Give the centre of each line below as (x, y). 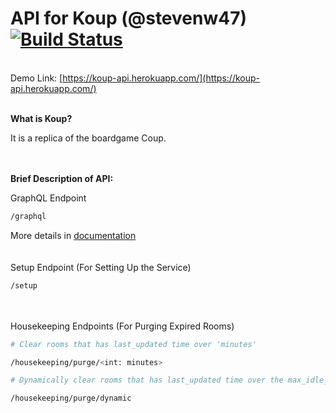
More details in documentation (73, 235)
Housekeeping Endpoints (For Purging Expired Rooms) (122, 326)
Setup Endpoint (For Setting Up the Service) (101, 267)
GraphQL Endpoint (48, 198)
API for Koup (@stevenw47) (129, 18)
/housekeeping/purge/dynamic (71, 398)
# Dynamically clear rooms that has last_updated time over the (147, 380)
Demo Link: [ (36, 78)
